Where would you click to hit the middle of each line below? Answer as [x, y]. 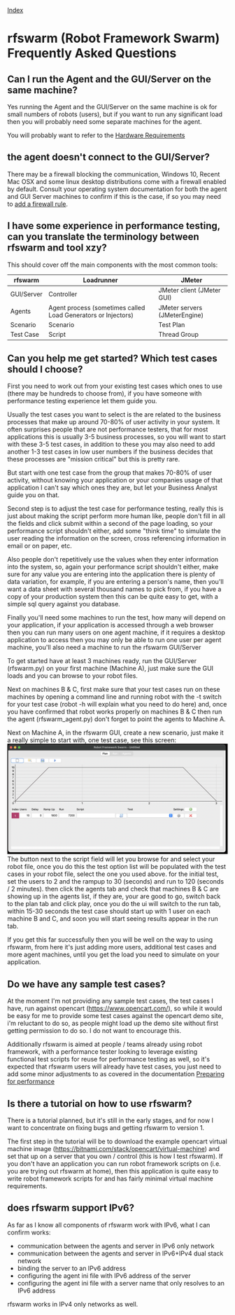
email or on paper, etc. [40, 546]
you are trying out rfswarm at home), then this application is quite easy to [113, 1171]
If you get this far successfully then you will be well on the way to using [110, 940]
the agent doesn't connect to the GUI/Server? [108, 157]
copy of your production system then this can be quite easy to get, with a [113, 597]
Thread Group [179, 335]
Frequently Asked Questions [92, 54]
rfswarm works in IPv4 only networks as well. [73, 1304]
